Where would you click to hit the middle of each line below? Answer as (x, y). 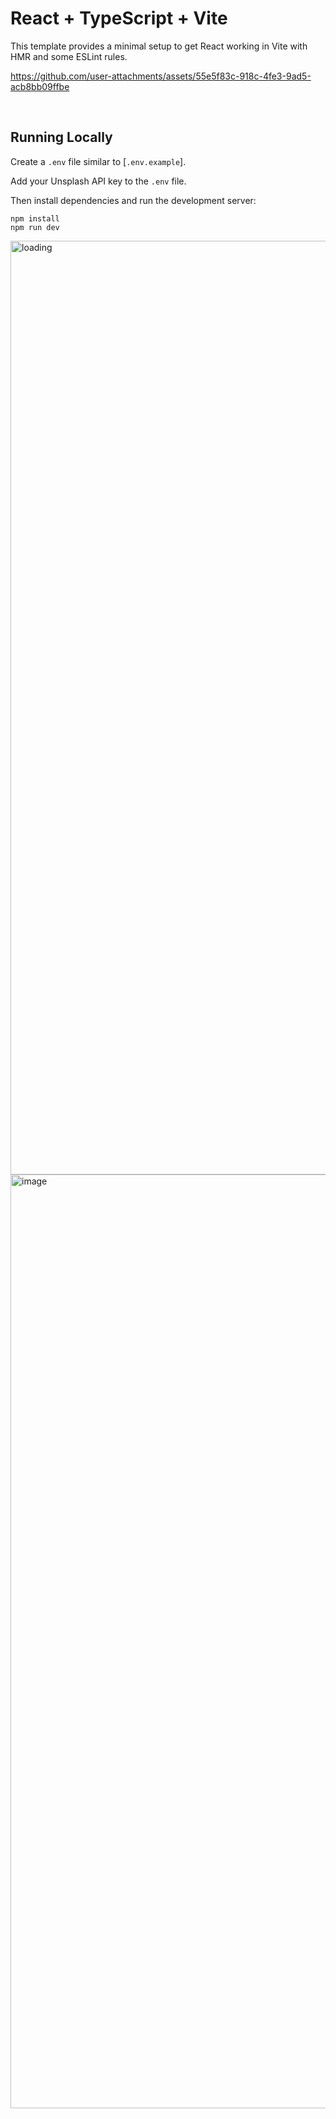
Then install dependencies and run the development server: (133, 200)
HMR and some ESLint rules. (69, 56)
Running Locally (61, 137)
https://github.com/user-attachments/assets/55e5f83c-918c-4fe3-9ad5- (161, 76)
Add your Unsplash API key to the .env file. (98, 181)
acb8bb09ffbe (40, 86)
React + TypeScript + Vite (119, 18)
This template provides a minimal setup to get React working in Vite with (159, 46)
